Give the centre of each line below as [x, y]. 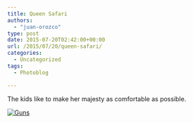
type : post [23, 33]
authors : [20, 20]
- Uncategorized [37, 60]
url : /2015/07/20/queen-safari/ [55, 46]
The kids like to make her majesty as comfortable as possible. [97, 98]
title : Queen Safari [38, 14]
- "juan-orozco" [37, 27]
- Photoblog [31, 72]
